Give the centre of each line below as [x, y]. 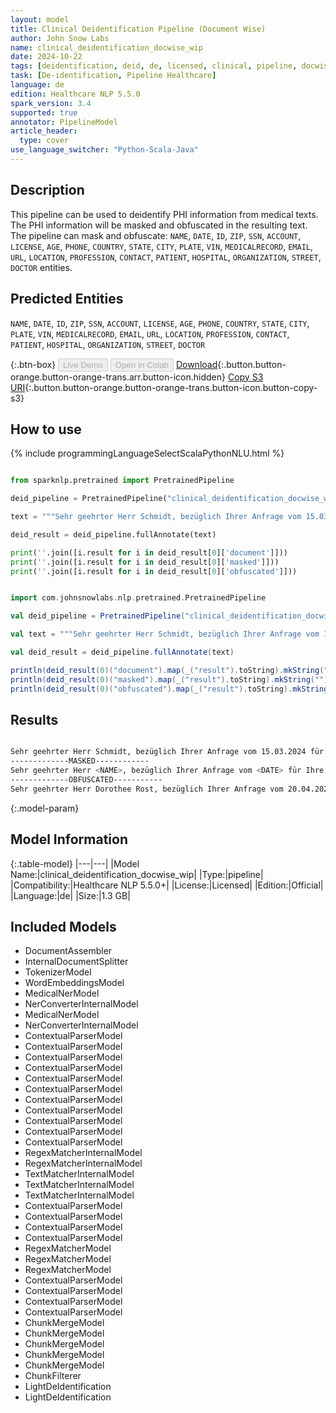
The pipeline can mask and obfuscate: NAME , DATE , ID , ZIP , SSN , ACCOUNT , [156, 235]
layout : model [40, 19]
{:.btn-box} [33, 364]
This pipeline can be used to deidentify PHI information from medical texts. [164, 214]
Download [196, 364]
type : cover [44, 141]
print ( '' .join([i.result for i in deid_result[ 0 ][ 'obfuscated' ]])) [154, 571]
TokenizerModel [58, 972]
